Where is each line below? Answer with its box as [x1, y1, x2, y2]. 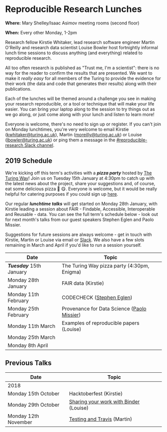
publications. [5, 86, 32, 92]
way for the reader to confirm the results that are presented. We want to [5, 70, 153, 76]
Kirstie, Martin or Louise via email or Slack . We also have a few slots [5, 236, 145, 242]
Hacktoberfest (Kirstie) [69, 390, 123, 397]
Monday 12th [7, 412, 39, 419]
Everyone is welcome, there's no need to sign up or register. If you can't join [5, 121, 162, 127]
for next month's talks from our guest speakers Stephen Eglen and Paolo [5, 216, 154, 222]
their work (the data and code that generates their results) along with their [5, 81, 157, 87]
